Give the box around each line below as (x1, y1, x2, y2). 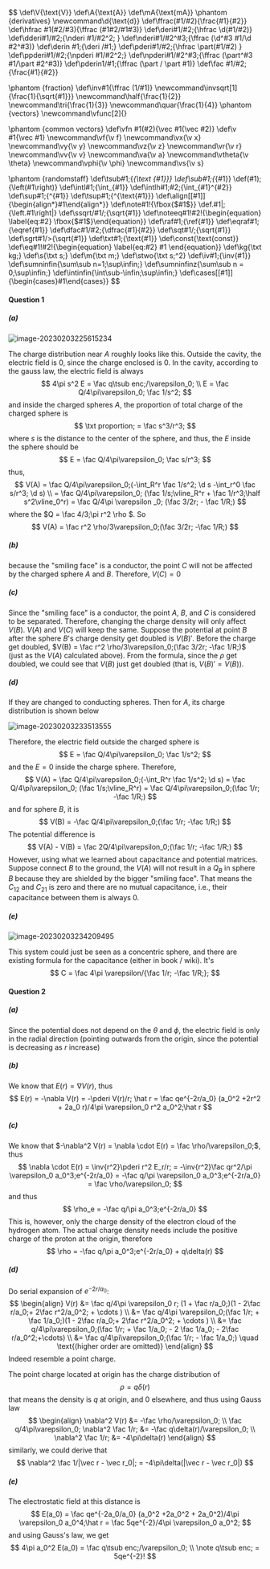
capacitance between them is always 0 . (8, 893, 140, 903)
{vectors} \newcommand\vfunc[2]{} (8, 109, 128, 118)
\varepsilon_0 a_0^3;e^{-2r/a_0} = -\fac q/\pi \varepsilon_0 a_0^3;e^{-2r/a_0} (9, 1170, 261, 1180)
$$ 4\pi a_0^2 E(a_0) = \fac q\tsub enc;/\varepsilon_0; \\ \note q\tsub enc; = (10, 1543, 260, 1553)
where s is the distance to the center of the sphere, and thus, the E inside (8, 433, 251, 443)
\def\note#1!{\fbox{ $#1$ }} (110, 199, 197, 209)
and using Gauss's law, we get (8, 1530, 109, 1540)
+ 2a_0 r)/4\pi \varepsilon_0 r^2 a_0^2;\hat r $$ (57, 1102, 213, 1112)
